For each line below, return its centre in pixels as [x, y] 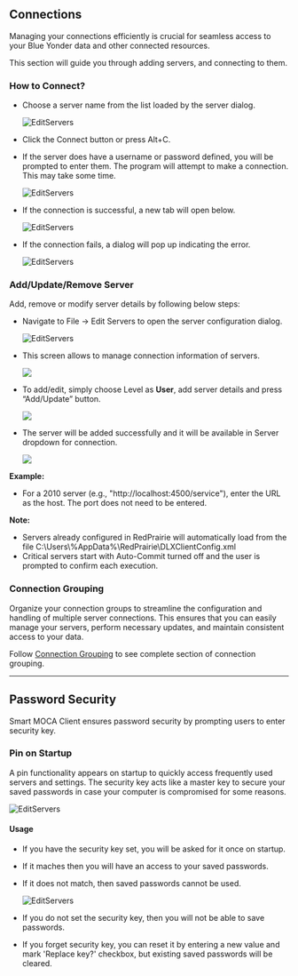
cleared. [37, 964]
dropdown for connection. [70, 443]
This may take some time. [69, 176]
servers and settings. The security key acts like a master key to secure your [147, 782]
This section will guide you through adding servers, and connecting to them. [149, 62]
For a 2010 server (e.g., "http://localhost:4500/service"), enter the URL [151, 493]
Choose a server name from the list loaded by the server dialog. [138, 105]
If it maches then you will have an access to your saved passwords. [145, 867]
